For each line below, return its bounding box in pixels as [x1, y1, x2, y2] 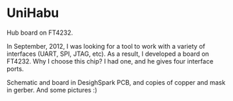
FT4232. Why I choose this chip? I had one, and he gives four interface [6, 57, 214, 65]
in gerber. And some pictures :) [6, 85, 98, 94]
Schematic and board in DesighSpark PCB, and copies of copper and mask [6, 78, 226, 86]
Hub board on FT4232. [6, 28, 74, 37]
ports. [6, 64, 24, 73]
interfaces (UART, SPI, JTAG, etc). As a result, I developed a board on [6, 49, 210, 58]
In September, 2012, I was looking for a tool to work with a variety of [6, 42, 206, 50]
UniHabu [6, 5, 59, 21]
